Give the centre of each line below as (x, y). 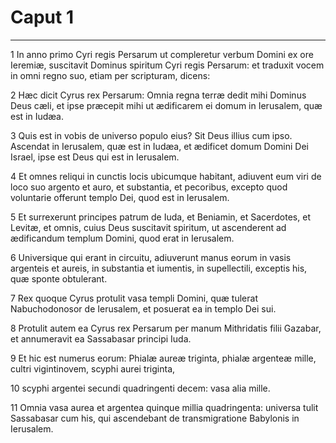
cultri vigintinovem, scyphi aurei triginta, (93, 368)
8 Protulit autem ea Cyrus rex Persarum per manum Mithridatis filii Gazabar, (166, 328)
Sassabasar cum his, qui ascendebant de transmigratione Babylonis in (155, 418)
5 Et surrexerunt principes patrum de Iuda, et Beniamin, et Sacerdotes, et (160, 217)
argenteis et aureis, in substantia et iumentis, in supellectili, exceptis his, (159, 268)
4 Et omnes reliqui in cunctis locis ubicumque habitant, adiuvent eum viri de (166, 176)
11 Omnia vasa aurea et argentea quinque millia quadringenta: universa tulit (164, 407)
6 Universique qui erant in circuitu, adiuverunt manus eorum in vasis (151, 257)
